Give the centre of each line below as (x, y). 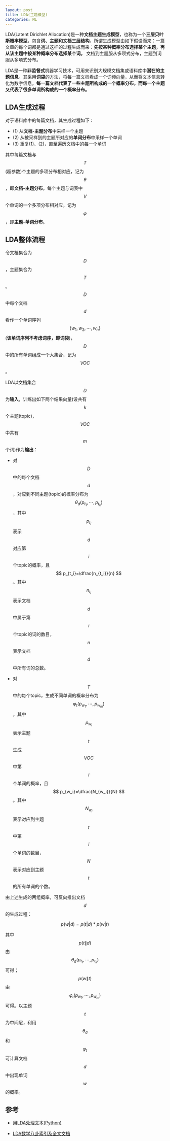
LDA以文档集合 (21, 382)
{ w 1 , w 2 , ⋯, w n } (85, 329)
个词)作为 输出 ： (22, 449)
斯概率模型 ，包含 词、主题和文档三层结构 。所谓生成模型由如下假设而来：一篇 (85, 41)
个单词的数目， (28, 853)
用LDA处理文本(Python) (37, 1123)
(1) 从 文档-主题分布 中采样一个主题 (48, 131)
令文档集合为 (18, 253)
